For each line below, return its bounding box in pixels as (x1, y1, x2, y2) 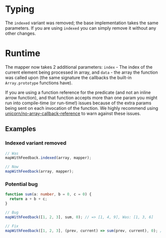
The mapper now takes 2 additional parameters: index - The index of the (5, 64, 153, 70)
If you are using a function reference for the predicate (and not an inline (5, 89, 151, 95)
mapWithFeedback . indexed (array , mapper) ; (5, 155, 92, 160)
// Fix (5, 224, 19, 229)
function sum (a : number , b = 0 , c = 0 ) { (5, 192, 92, 197)
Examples (5, 125, 36, 133)
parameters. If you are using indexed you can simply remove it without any (5, 25, 157, 31)
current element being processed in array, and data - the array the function (5, 69, 158, 75)
